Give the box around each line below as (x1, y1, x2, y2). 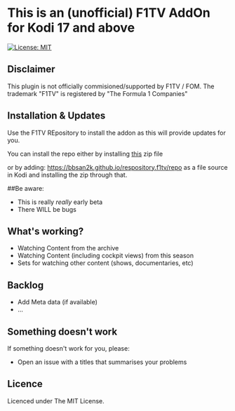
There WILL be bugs (17, 205, 77, 213)
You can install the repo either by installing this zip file (7, 149, 163, 158)
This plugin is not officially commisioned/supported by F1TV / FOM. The (7, 82, 215, 90)
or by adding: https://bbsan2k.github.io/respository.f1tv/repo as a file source (7, 163, 228, 171)
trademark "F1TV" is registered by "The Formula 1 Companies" (7, 89, 188, 97)
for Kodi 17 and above (7, 20, 135, 36)
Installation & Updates (7, 110, 106, 122)
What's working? (7, 225, 84, 237)
